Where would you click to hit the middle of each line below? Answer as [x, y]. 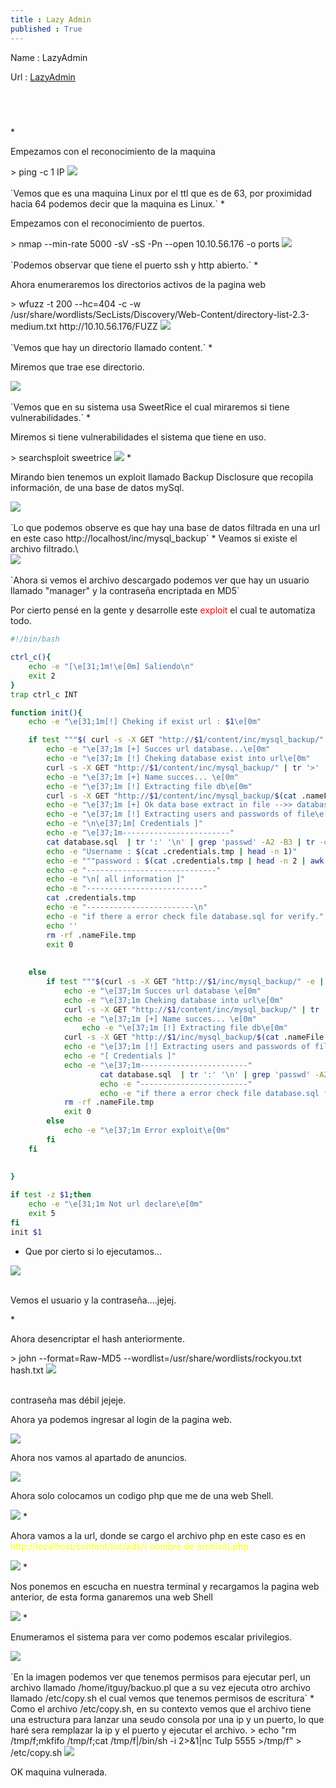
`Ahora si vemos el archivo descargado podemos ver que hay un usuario [160, 580]
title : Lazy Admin [51, 19]
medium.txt [34, 327]
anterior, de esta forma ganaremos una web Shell [111, 1597]
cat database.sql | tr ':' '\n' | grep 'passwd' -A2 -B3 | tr [181, 842]
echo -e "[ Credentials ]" [120, 1056]
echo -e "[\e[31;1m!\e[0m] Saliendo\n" [111, 667]
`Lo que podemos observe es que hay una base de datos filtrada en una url [165, 528]
